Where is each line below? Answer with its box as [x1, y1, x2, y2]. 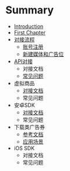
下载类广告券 [13, 123, 45, 130]
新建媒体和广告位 [22, 50, 64, 57]
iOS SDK [13, 144, 35, 152]
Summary [5, 4, 54, 17]
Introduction [13, 23, 44, 30]
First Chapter [13, 29, 46, 36]
